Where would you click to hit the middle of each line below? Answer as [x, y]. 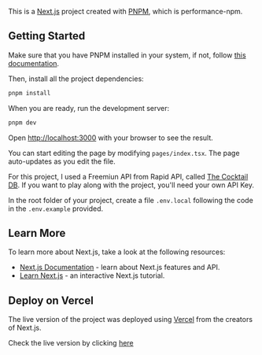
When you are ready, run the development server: [89, 108]
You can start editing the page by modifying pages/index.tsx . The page [124, 153]
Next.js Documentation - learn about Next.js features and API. [120, 268]
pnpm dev [22, 122]
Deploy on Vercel [51, 300]
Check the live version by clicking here [71, 343]
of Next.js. [25, 328]
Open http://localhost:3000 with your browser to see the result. [111, 138]
